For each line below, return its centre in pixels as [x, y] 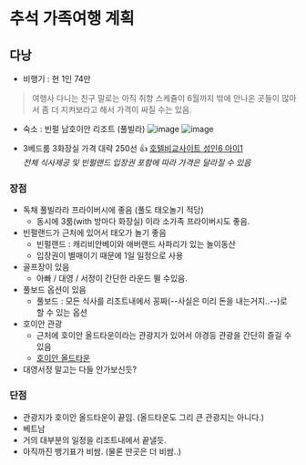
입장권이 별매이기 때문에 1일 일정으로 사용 [110, 255]
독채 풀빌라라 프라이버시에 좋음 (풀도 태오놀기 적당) [113, 210]
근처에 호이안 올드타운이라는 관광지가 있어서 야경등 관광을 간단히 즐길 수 [164, 336]
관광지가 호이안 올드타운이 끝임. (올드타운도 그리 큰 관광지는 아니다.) [143, 417]
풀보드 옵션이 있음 [54, 290]
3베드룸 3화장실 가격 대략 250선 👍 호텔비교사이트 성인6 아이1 [133, 148]
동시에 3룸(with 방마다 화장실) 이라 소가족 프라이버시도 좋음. [143, 222]
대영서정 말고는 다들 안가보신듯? [80, 369]
